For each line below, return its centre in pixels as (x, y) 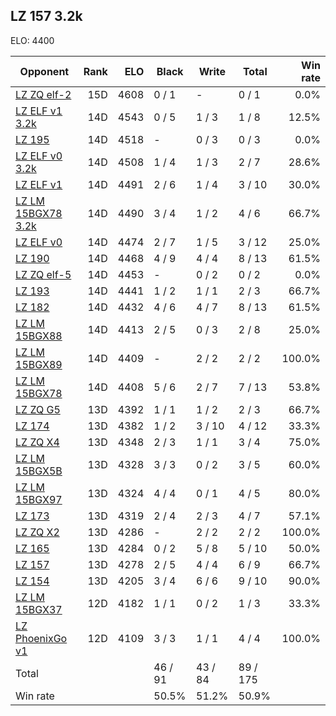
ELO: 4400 (32, 40)
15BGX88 (39, 336)
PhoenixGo (41, 638)
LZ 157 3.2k (46, 16)
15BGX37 (39, 609)
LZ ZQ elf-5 (43, 274)
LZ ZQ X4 (37, 442)
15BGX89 (39, 364)
